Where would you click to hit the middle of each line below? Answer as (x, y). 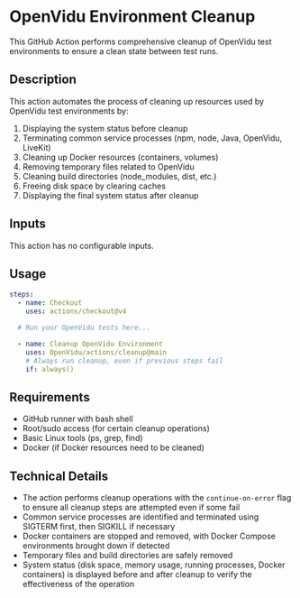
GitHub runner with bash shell (77, 419)
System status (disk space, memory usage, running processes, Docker (154, 565)
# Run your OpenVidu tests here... (84, 327)
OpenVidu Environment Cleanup (132, 17)
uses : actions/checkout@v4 (76, 312)
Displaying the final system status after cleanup (110, 195)
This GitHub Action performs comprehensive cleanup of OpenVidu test (141, 41)
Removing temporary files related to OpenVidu (109, 166)
